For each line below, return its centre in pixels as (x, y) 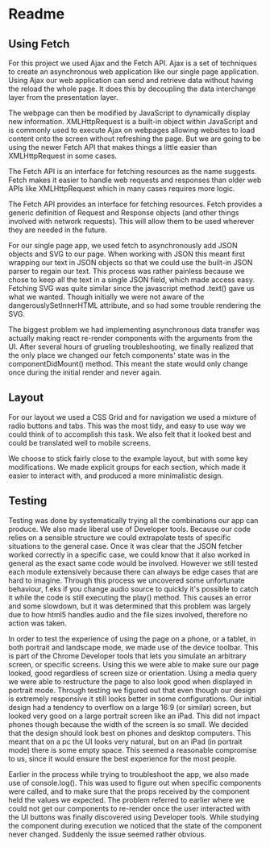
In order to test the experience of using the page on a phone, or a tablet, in (132, 638)
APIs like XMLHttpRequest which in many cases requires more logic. (122, 189)
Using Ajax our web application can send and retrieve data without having (131, 80)
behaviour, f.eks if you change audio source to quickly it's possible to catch (134, 588)
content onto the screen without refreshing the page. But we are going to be (135, 139)
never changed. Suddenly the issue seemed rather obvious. (108, 834)
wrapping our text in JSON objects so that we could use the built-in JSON (131, 262)
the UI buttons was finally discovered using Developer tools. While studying (134, 817)
